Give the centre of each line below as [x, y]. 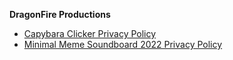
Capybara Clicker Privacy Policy [90, 33]
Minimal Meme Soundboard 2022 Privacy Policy [123, 44]
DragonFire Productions [60, 14]
